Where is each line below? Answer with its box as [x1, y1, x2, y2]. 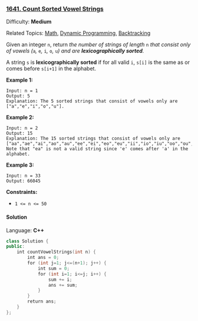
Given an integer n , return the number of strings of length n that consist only [6, 41, 191, 48]
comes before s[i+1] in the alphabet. [6, 65, 96, 72]
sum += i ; [48, 277, 72, 283]
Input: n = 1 [6, 88, 38, 94]
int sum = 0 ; [37, 265, 70, 271]
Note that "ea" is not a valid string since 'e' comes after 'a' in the [6, 146, 189, 152]
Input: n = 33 [6, 173, 41, 179]
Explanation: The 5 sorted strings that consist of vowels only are [6, 98, 178, 105]
